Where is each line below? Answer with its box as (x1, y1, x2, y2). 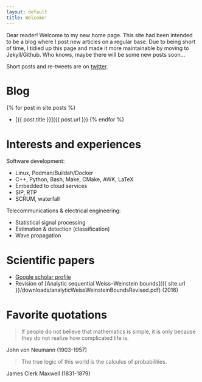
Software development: (6, 157, 65, 165)
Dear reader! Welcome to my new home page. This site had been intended (6, 31, 193, 38)
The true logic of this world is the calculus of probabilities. (21, 358, 167, 366)
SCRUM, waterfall (15, 195, 60, 203)
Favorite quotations (6, 308, 108, 322)
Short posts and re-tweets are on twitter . (6, 62, 108, 70)
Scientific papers (6, 253, 96, 267)
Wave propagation (15, 232, 61, 239)
